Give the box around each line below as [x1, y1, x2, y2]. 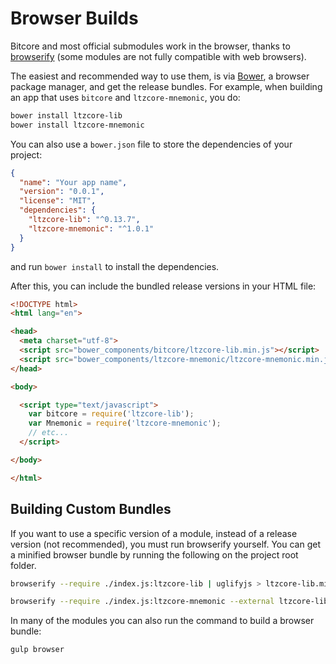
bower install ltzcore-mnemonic [10, 120, 145, 130]
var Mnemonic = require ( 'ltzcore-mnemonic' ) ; [28, 418, 222, 429]
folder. [10, 559, 37, 571]
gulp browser [10, 645, 65, 655]
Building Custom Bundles [10, 501, 172, 518]
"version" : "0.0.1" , [19, 187, 105, 197]
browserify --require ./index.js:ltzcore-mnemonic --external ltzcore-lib [10, 597, 329, 607]
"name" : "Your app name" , [19, 177, 128, 187]
